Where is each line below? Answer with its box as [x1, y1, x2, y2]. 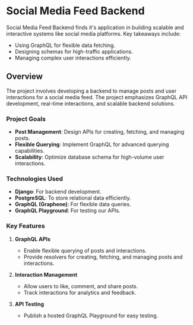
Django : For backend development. [14, 188, 102, 195]
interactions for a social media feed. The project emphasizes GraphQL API [6, 93, 188, 100]
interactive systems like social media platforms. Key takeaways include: [6, 30, 181, 37]
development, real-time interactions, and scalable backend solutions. [6, 100, 175, 107]
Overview [6, 71, 43, 81]
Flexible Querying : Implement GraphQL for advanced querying [14, 141, 169, 148]
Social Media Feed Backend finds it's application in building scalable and [6, 24, 184, 31]
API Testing [14, 300, 45, 307]
